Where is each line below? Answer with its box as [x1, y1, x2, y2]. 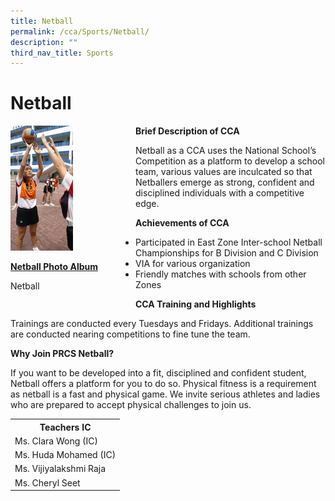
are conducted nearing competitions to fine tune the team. [10, 328, 251, 340]
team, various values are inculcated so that [135, 166, 313, 178]
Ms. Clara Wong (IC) [14, 435, 98, 447]
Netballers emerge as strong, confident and [135, 176, 315, 189]
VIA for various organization [135, 258, 251, 270]
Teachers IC [39, 421, 92, 433]
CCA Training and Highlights [135, 298, 257, 310]
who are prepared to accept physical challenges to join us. [10, 399, 252, 411]
